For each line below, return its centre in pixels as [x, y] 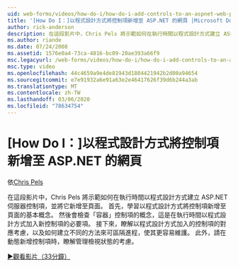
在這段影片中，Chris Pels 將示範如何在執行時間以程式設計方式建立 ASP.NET [118, 197]
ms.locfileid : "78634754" [45, 106]
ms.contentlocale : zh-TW [44, 93]
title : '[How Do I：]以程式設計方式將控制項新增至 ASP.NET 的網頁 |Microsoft [115, 21]
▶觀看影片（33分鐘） [39, 256]
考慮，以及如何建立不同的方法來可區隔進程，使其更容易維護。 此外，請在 [120, 232]
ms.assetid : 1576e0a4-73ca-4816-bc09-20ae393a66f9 [84, 54]
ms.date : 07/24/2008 [38, 47]
